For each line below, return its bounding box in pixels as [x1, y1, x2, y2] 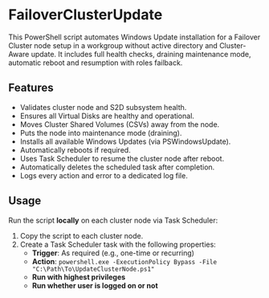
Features [8, 81, 54, 95]
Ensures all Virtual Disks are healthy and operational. [19, 111, 195, 120]
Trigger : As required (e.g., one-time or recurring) [31, 247, 195, 258]
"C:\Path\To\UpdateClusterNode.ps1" [31, 265, 155, 273]
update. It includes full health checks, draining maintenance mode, [31, 49, 251, 59]
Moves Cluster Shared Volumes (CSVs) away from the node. [19, 119, 220, 129]
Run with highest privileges [31, 271, 126, 282]
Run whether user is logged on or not [31, 280, 158, 290]
